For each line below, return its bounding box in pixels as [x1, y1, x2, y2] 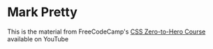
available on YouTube [7, 34, 69, 43]
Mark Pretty [7, 4, 78, 20]
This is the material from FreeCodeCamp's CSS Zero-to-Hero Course [7, 27, 206, 36]
